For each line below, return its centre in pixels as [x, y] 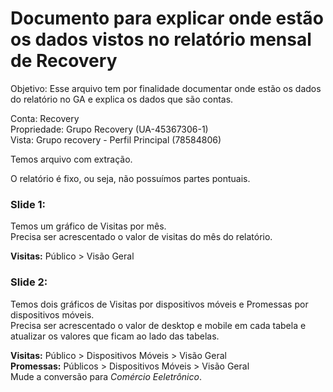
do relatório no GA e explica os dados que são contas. [122, 99]
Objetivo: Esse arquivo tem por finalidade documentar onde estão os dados [166, 88]
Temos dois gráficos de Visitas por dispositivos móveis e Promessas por [159, 304]
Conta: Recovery [45, 118]
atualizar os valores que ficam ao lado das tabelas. [115, 336]
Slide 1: [28, 204]
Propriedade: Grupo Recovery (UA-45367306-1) [109, 129]
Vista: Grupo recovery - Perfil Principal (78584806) [116, 139]
